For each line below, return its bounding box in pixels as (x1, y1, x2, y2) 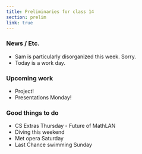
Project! (14, 87, 34, 95)
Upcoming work (6, 74, 53, 82)
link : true (6, 20, 33, 26)
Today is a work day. (14, 59, 65, 66)
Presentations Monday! (14, 93, 72, 101)
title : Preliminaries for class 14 (6, 8, 94, 15)
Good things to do (6, 108, 59, 117)
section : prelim (6, 14, 46, 20)
